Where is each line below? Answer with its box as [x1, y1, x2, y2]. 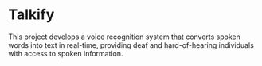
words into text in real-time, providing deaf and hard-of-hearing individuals [8, 40, 255, 49]
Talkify [8, 6, 55, 24]
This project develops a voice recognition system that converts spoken [8, 32, 241, 41]
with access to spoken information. [8, 49, 123, 58]
